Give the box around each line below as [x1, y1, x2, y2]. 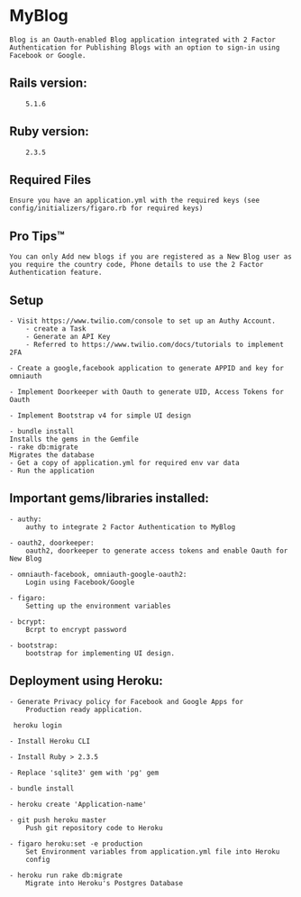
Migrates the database [9, 451, 95, 460]
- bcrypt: [9, 617, 47, 627]
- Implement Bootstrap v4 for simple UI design [9, 411, 192, 420]
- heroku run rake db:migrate [9, 871, 123, 880]
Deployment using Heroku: [9, 673, 164, 689]
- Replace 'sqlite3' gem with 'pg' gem [9, 768, 160, 777]
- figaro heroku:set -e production [9, 839, 143, 848]
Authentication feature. [9, 268, 103, 278]
